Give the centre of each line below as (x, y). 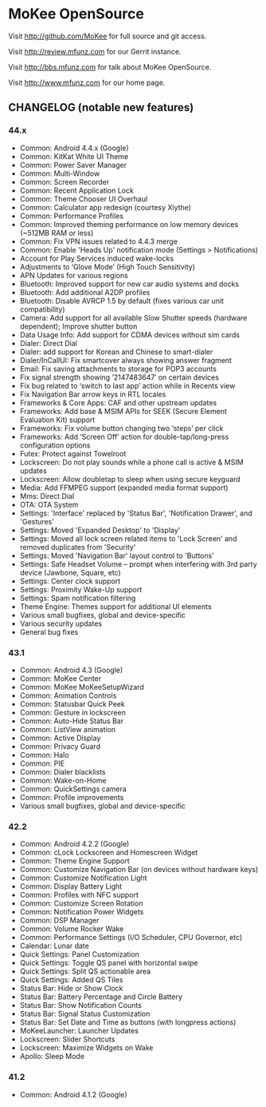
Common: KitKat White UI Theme (74, 156)
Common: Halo (44, 755)
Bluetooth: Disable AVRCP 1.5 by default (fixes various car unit (122, 301)
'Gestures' (37, 521)
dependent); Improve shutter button (78, 326)
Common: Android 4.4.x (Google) (74, 148)
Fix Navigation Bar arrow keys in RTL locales (93, 394)
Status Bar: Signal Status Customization (85, 1014)
